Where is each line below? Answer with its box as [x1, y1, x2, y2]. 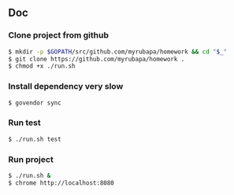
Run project [8, 153, 54, 164]
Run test [8, 117, 41, 128]
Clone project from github [8, 30, 109, 41]
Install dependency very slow [8, 81, 124, 92]
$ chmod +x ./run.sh [8, 62, 76, 70]
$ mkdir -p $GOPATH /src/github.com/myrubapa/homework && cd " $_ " [8, 47, 227, 56]
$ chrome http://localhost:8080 [8, 178, 114, 187]
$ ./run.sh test [8, 135, 61, 143]
